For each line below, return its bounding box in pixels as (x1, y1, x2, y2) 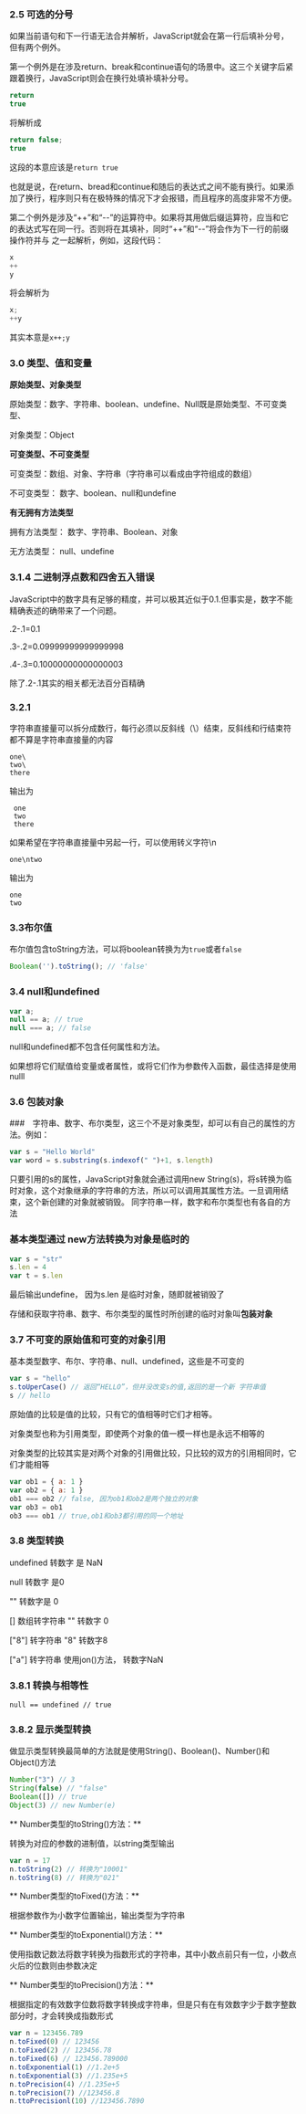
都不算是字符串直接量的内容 (9, 734, 114, 745)
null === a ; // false (9, 1024, 92, 1033)
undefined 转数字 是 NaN (9, 1557, 103, 1568)
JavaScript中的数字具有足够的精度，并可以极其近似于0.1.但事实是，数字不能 (9, 594, 293, 605)
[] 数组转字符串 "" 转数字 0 (9, 1614, 109, 1626)
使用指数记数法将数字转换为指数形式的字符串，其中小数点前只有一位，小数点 (9, 1949, 297, 1960)
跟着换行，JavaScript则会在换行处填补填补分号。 (9, 73, 194, 84)
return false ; (9, 135, 64, 145)
